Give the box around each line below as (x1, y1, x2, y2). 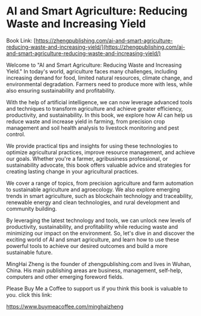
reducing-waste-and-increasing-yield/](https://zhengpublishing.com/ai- (6, 43, 185, 51)
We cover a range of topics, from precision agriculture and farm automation (6, 179, 194, 187)
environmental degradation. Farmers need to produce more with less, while (6, 80, 193, 88)
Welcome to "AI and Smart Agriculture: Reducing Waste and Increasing (6, 61, 182, 69)
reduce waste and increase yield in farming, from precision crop (6, 117, 165, 125)
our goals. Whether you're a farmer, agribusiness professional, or (6, 155, 169, 162)
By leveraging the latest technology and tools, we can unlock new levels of (6, 217, 191, 224)
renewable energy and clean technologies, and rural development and (6, 199, 181, 206)
